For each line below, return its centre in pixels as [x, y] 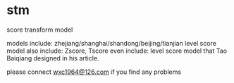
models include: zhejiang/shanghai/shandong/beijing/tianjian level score [111, 43]
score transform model [40, 30]
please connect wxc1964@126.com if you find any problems [94, 72]
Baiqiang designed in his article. [53, 58]
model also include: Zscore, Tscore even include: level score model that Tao [117, 51]
